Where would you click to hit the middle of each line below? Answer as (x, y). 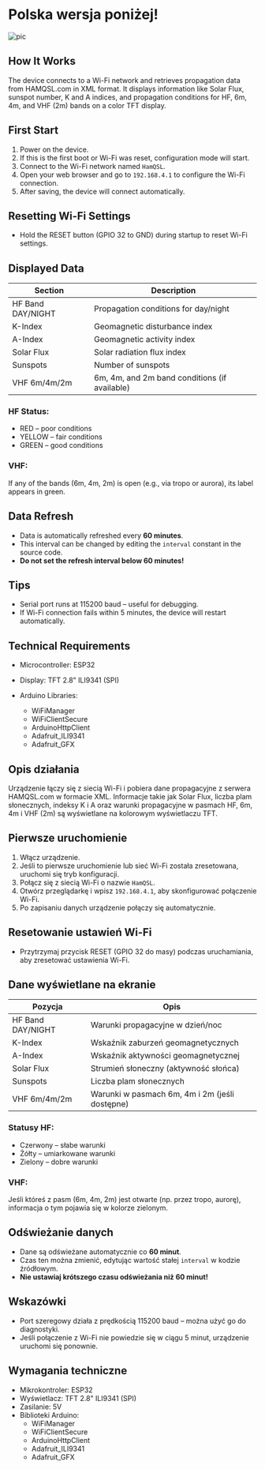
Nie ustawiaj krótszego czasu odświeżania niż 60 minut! (114, 1276)
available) (112, 388)
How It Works (42, 61)
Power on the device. (54, 149)
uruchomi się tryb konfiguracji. (69, 874)
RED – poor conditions (56, 429)
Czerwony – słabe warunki (63, 1145)
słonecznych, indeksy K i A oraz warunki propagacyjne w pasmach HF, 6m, (131, 805)
